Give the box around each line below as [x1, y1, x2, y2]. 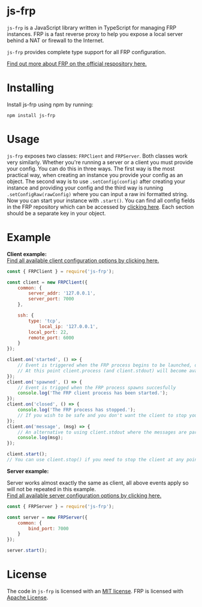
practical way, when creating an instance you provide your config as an [7, 171, 183, 178]
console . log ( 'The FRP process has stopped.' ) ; [17, 407, 136, 413]
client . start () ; [7, 451, 47, 457]
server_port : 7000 [28, 296, 74, 302]
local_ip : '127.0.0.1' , [38, 323, 98, 329]
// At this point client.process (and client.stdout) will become [17, 368, 187, 374]
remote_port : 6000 [28, 335, 74, 341]
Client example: [7, 250, 47, 257]
